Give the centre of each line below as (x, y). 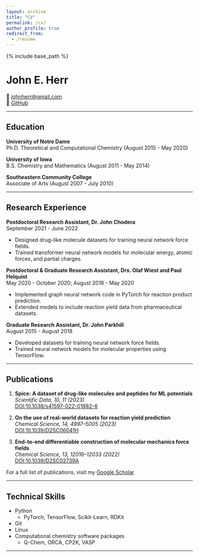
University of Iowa (29, 159)
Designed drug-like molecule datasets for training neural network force (101, 240)
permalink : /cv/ (26, 23)
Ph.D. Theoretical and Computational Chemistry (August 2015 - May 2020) (97, 148)
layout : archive (26, 12)
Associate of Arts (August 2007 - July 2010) (60, 183)
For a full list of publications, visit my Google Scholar (70, 472)
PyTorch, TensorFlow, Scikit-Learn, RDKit (74, 517)
